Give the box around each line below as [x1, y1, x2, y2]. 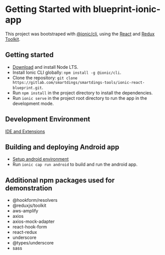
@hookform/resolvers [12, 197, 57, 203]
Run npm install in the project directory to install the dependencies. [12, 89, 153, 96]
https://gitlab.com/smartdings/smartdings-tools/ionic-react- [12, 80, 145, 85]
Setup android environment [12, 156, 69, 162]
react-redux [12, 229, 37, 235]
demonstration [5, 184, 52, 192]
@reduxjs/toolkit [12, 202, 46, 209]
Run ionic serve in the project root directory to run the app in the [12, 95, 147, 101]
